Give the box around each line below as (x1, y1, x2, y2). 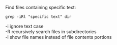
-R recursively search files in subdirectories (5, 29, 97, 35)
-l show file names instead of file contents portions (5, 34, 112, 40)
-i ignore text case (5, 23, 44, 29)
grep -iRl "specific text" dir (5, 14, 72, 19)
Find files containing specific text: (5, 5, 76, 10)
